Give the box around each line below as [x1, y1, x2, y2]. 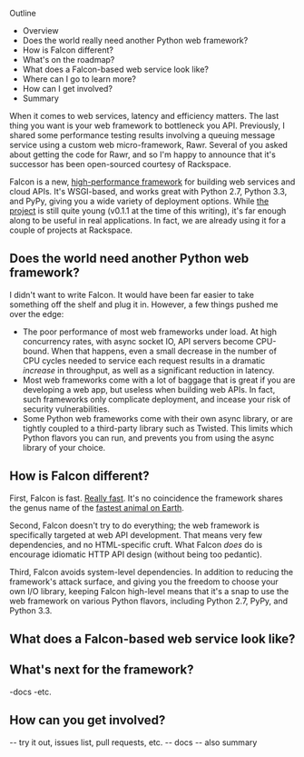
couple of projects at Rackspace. [9, 224, 133, 235]
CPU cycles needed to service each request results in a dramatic [22, 354, 266, 366]
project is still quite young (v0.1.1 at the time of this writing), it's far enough [9, 205, 287, 216]
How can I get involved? [22, 84, 113, 94]
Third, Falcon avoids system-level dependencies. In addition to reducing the [9, 566, 293, 577]
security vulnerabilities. [22, 403, 111, 414]
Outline [9, 8, 36, 18]
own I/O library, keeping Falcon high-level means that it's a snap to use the [9, 585, 289, 596]
